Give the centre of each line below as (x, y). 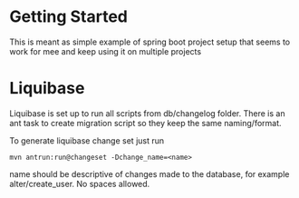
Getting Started (69, 17)
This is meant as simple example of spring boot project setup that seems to (150, 42)
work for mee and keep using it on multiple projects (106, 51)
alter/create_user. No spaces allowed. (80, 183)
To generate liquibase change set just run (87, 140)
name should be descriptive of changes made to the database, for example (149, 173)
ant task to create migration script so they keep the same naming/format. (146, 123)
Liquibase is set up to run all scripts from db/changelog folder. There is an (147, 113)
